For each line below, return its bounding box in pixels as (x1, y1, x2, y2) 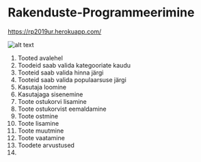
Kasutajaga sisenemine (17, 90, 83, 98)
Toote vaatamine (17, 133, 66, 141)
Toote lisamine (17, 119, 59, 127)
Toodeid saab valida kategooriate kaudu (17, 61, 131, 69)
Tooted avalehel (17, 53, 64, 62)
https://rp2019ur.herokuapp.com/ (8, 27, 102, 36)
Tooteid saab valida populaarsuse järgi (17, 75, 127, 83)
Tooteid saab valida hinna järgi (17, 68, 104, 77)
